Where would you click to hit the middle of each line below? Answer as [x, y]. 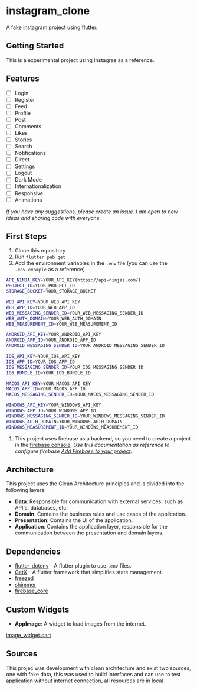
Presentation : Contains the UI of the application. [74, 520]
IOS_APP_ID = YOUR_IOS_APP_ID [41, 362]
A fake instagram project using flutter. [52, 27]
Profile [23, 113]
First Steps [27, 237]
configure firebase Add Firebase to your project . [73, 451]
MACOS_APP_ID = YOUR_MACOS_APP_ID [46, 389]
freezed [24, 578]
